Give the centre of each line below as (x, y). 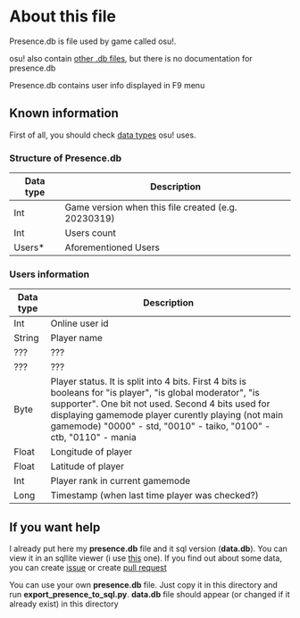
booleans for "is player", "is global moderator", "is (155, 393)
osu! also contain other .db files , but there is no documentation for (131, 58)
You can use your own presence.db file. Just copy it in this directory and (144, 585)
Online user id (79, 323)
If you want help (55, 527)
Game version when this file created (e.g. (151, 207)
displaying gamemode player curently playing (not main (167, 415)
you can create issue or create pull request (88, 568)
